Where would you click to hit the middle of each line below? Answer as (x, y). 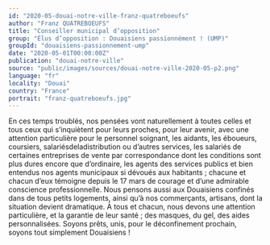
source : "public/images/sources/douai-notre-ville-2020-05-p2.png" (124, 69)
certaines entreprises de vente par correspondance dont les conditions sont (135, 156)
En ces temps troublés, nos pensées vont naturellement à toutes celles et (130, 121)
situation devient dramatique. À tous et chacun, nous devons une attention (132, 207)
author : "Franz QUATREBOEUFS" (59, 23)
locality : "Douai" (39, 83)
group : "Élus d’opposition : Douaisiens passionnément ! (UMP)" (118, 38)
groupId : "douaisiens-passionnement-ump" (79, 46)
